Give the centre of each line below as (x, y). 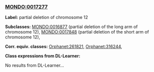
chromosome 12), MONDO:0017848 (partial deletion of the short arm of (77, 32)
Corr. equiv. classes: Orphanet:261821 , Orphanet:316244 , (64, 47)
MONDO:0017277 (26, 7)
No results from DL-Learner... (35, 65)
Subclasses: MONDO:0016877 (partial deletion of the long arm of (72, 27)
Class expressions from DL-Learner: (43, 56)
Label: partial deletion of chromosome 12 (47, 18)
